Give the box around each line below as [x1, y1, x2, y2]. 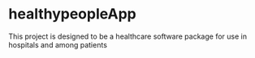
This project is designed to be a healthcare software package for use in [8, 31, 248, 41]
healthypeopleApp [8, 5, 136, 23]
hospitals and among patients [8, 39, 108, 49]
